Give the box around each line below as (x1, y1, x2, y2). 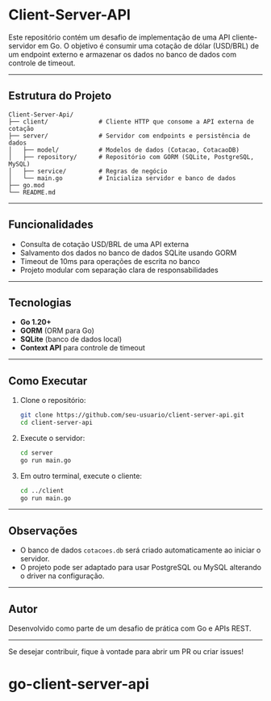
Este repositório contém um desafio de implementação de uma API (8, 32, 231, 42)
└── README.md (8, 188, 56, 196)
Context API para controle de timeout (19, 343, 145, 353)
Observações (8, 523, 78, 538)
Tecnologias (8, 296, 72, 309)
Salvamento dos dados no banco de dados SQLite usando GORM (19, 248, 237, 258)
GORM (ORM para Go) (19, 325, 95, 336)
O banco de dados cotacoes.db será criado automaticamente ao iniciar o (19, 545, 261, 555)
